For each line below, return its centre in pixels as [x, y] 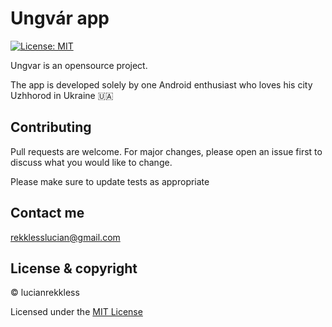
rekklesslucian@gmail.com [65, 237]
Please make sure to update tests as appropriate [110, 181]
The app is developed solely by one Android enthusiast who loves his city [161, 84]
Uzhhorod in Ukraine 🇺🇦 [62, 95]
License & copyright [74, 268]
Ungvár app [60, 18]
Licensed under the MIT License [76, 312]
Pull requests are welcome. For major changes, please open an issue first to [166, 151]
